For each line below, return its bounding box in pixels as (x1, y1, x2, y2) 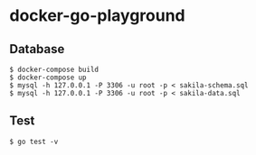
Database (9, 41, 65, 57)
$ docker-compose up (9, 73, 88, 82)
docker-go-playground (9, 5, 185, 26)
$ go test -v (9, 137, 59, 146)
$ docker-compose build (9, 65, 100, 74)
